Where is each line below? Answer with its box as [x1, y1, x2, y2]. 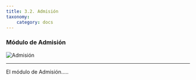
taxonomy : [6, 14, 30, 20]
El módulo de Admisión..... [6, 68, 69, 75]
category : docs [16, 19, 54, 25]
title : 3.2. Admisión [6, 8, 59, 14]
